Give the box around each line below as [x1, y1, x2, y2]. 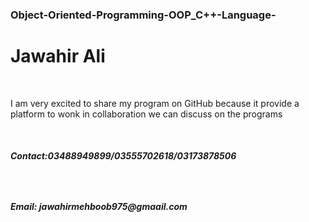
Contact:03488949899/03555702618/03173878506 [10, 150, 237, 162]
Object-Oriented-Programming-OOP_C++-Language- [10, 8, 277, 22]
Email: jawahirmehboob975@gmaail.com [10, 201, 188, 213]
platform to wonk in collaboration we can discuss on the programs [10, 108, 283, 120]
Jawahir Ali [10, 45, 106, 68]
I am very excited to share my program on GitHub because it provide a [10, 97, 300, 109]
